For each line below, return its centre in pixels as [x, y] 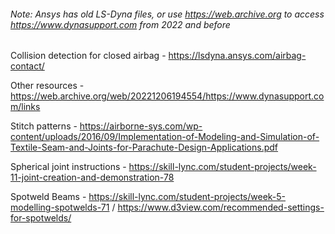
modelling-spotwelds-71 [60, 207]
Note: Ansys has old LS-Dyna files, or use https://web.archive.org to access [167, 14]
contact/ [27, 66]
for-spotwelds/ [41, 218]
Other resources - [47, 86]
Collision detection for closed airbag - [88, 56]
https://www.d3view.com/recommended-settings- [221, 207]
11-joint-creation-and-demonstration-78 [92, 177]
